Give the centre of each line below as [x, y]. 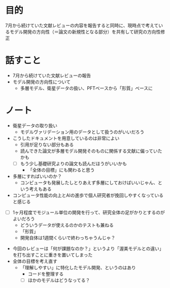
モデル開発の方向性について [42, 82]
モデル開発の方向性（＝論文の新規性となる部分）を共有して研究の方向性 [85, 31]
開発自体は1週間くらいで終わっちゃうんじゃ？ [68, 238]
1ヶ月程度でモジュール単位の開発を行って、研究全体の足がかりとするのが [89, 212]
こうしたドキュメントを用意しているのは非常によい [66, 138]
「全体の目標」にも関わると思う [61, 170]
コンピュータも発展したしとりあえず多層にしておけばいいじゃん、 [89, 183]
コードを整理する [46, 274]
